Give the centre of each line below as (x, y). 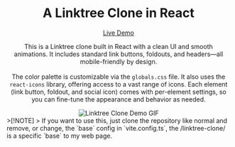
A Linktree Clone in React (119, 13)
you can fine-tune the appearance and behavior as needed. (118, 99)
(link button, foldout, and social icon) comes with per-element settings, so (119, 92)
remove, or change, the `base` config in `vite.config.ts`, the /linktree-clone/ (116, 128)
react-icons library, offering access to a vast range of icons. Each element (119, 84)
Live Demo (119, 33)
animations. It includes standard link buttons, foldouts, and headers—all (119, 54)
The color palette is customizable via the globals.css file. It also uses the (119, 77)
